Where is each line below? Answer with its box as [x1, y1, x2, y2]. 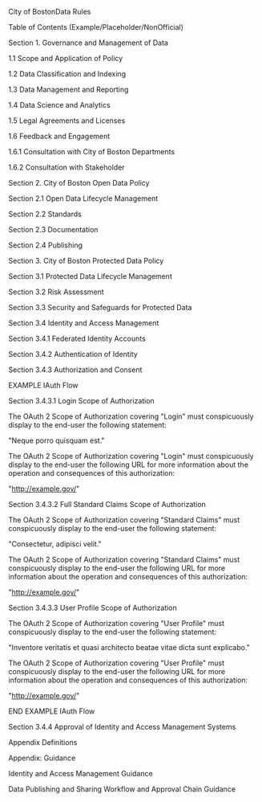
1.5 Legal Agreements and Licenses [8, 116, 126, 125]
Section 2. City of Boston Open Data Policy [8, 178, 150, 187]
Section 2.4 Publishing [8, 240, 83, 250]
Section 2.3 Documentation [8, 225, 99, 234]
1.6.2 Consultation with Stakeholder [8, 162, 126, 172]
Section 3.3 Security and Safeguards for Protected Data [8, 303, 192, 312]
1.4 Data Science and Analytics [8, 100, 111, 109]
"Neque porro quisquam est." [8, 436, 106, 445]
